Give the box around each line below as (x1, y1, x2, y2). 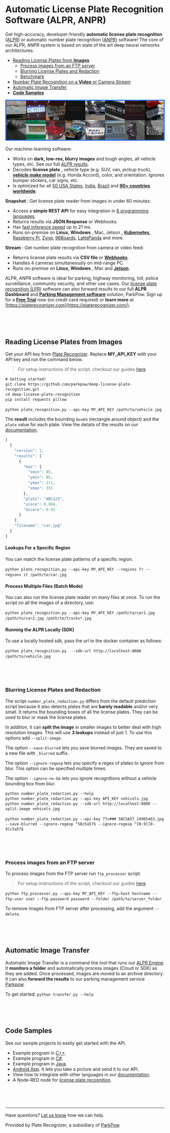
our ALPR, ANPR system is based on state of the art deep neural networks (5, 42, 160, 48)
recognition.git (5, 387, 39, 392)
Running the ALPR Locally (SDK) (5, 626, 74, 633)
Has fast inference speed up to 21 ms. (12, 224, 92, 230)
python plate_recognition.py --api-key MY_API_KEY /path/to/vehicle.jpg (5, 407, 162, 413)
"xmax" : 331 (27, 486, 53, 491)
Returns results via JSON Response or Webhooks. (12, 218, 118, 225)
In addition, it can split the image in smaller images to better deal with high (5, 724, 161, 730)
